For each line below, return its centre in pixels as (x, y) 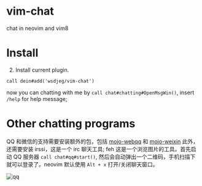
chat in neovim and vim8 (37, 28)
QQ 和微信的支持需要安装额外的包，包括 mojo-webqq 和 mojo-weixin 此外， (103, 141)
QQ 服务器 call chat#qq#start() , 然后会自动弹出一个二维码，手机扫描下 (104, 157)
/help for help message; (37, 99)
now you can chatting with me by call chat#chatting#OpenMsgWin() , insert (100, 92)
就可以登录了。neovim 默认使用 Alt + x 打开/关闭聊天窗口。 (82, 164)
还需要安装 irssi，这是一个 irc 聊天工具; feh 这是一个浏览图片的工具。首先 (99, 149)
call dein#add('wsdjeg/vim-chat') (51, 81)
